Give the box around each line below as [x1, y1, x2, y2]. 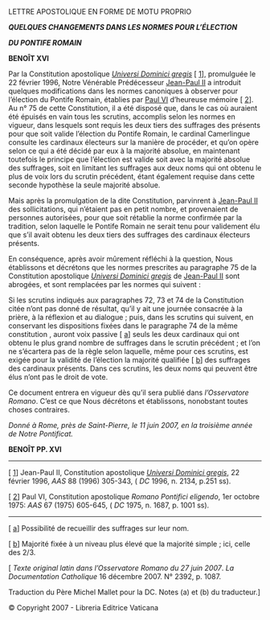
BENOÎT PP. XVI [8, 445, 62, 454]
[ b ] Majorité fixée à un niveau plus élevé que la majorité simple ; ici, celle [8, 539, 251, 548]
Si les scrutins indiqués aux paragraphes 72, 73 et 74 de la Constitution [8, 295, 244, 305]
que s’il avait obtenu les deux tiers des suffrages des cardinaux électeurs [8, 230, 251, 240]
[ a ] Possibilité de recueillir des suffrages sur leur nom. [8, 524, 190, 533]
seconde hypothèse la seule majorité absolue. [8, 180, 161, 190]
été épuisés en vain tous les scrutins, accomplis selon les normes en [8, 112, 235, 121]
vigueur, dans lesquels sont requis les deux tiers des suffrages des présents [8, 121, 261, 129]
